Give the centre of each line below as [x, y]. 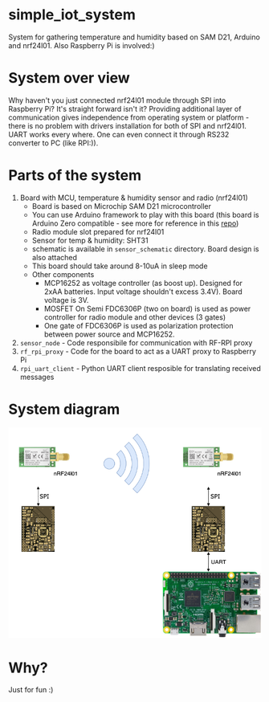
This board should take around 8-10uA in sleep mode [120, 266]
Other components [63, 274]
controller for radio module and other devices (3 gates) [135, 317]
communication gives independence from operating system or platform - [129, 117]
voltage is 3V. [66, 300]
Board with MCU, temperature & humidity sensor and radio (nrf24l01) [134, 198]
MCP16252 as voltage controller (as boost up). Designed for [143, 283]
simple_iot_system [72, 15]
